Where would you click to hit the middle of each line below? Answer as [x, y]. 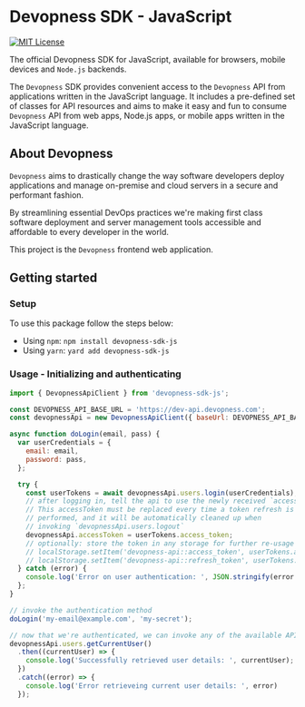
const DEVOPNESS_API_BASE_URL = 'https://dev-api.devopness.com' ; [138, 409]
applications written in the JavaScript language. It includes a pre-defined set [152, 96]
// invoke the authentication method [81, 610]
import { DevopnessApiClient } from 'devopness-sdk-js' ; [119, 393]
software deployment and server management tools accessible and [135, 222]
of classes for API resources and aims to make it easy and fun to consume [148, 105]
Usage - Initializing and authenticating [95, 374]
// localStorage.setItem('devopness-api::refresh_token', [138, 560]
